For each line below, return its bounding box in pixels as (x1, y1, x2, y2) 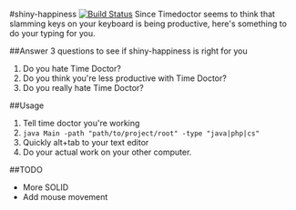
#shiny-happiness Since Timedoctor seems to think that (9, 9, 276, 19)
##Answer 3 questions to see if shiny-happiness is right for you (9, 45, 248, 56)
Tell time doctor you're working (22, 118, 140, 128)
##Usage (9, 100, 45, 111)
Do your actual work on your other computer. (22, 146, 192, 157)
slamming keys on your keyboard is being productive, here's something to (9, 18, 287, 29)
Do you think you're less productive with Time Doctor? (22, 73, 228, 84)
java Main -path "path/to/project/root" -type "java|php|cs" (22, 129, 260, 138)
